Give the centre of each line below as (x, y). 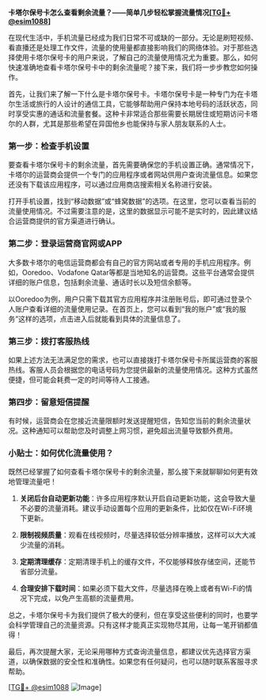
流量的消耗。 (47, 545)
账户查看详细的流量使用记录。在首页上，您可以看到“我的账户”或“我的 (127, 308)
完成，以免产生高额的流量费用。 (86, 598)
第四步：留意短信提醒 (49, 402)
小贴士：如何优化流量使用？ (61, 453)
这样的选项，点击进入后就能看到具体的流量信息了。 (102, 319)
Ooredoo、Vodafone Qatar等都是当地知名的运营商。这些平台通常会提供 (138, 272)
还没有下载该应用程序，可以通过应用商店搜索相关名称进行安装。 (112, 184)
